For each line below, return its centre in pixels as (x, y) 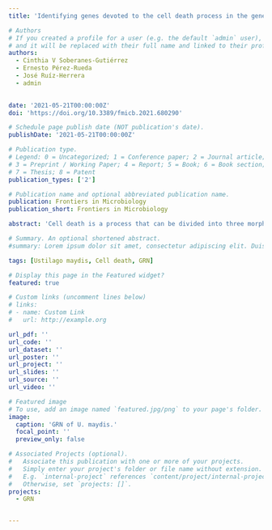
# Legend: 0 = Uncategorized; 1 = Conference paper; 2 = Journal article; (137, 157)
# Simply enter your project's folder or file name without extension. (136, 469)
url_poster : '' (34, 357)
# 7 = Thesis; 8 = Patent (52, 172)
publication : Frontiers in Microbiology (78, 202)
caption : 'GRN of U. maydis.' (66, 424)
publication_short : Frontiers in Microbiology (88, 210)
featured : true (34, 283)
